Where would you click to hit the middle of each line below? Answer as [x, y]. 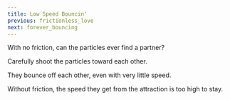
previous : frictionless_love [51, 21]
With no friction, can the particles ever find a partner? [86, 48]
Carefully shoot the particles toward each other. [77, 61]
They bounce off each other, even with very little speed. [89, 75]
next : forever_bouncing [43, 27]
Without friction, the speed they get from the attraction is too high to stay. [115, 89]
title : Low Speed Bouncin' [47, 14]
